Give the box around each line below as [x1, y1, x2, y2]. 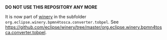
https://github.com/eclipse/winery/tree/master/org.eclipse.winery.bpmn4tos [5, 24, 162, 30]
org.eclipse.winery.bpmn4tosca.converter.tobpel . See [5, 19, 119, 25]
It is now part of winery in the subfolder [5, 14, 86, 19]
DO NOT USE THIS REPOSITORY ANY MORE [5, 4, 97, 10]
